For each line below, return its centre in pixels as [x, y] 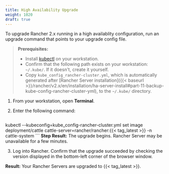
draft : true [18, 19]
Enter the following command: [44, 111]
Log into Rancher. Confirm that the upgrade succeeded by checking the [88, 151]
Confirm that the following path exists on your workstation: [87, 64]
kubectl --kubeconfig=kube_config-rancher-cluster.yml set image [74, 125]
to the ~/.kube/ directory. [125, 91]
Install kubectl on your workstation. [62, 59]
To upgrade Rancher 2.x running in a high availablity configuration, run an [82, 34]
